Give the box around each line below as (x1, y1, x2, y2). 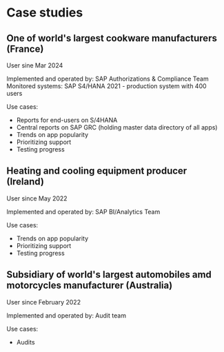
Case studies (6, 5, 83, 21)
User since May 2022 (6, 194, 68, 203)
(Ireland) (6, 176, 44, 187)
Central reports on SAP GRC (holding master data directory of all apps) (16, 123, 218, 132)
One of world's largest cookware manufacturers (6, 32, 218, 44)
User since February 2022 (6, 298, 81, 306)
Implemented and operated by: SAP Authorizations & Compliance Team (6, 74, 209, 83)
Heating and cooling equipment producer (6, 165, 187, 177)
